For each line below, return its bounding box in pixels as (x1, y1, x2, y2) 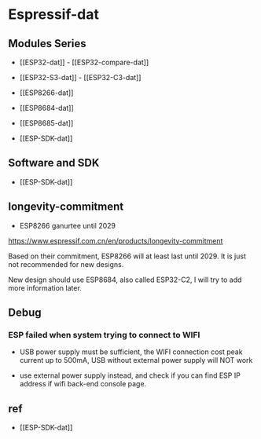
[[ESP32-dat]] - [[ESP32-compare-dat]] (19, 57, 149, 67)
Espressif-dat (8, 5, 100, 24)
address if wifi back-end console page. (19, 379, 147, 389)
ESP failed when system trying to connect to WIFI (8, 329, 200, 340)
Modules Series (8, 37, 86, 50)
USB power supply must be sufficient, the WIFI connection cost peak (19, 347, 243, 357)
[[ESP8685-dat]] (19, 119, 74, 127)
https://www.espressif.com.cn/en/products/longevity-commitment (8, 236, 223, 245)
